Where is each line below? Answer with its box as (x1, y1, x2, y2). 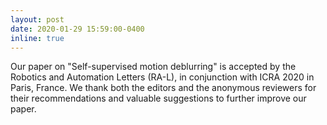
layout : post (10, 14, 65, 25)
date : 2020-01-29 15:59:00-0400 (10, 24, 145, 34)
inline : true (10, 33, 65, 43)
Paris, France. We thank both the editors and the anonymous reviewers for (10, 82, 317, 94)
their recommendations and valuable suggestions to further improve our (10, 92, 307, 105)
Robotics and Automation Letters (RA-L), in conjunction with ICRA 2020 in (10, 71, 315, 83)
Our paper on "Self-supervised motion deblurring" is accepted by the (10, 61, 297, 73)
